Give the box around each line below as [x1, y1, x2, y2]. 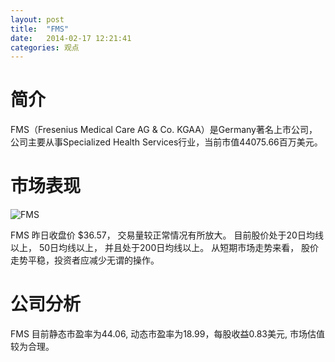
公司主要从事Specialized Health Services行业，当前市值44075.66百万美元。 [10, 136, 323, 148]
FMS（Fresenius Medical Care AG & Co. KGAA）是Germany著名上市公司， [10, 124, 318, 136]
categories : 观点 [10, 42, 80, 53]
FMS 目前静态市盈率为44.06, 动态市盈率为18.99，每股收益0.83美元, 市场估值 [10, 328, 325, 340]
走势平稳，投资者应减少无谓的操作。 [10, 254, 160, 266]
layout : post [10, 14, 65, 25]
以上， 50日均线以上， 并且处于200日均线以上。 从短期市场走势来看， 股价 [10, 242, 320, 254]
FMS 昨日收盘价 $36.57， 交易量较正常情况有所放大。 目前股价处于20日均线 [10, 229, 324, 241]
